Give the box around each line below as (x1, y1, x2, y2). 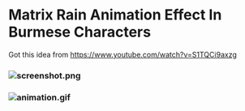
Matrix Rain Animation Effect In (8, 6, 222, 24)
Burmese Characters (8, 23, 152, 41)
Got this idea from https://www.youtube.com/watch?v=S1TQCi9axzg (8, 49, 237, 59)
